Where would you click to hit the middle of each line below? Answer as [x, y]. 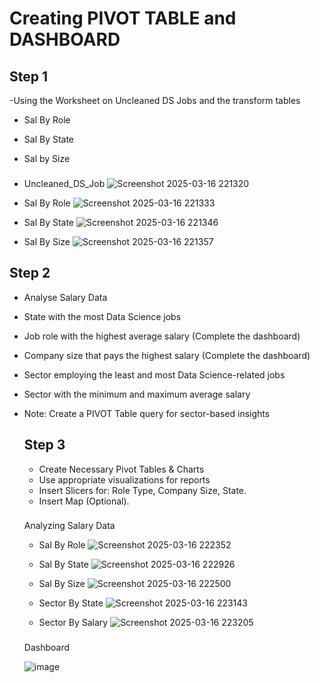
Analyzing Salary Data [69, 526]
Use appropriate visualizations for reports [124, 479]
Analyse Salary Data [65, 297]
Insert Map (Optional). [84, 501]
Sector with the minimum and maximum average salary [137, 394]
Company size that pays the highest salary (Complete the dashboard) [167, 355]
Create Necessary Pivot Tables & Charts [121, 469]
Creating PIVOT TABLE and [123, 18]
